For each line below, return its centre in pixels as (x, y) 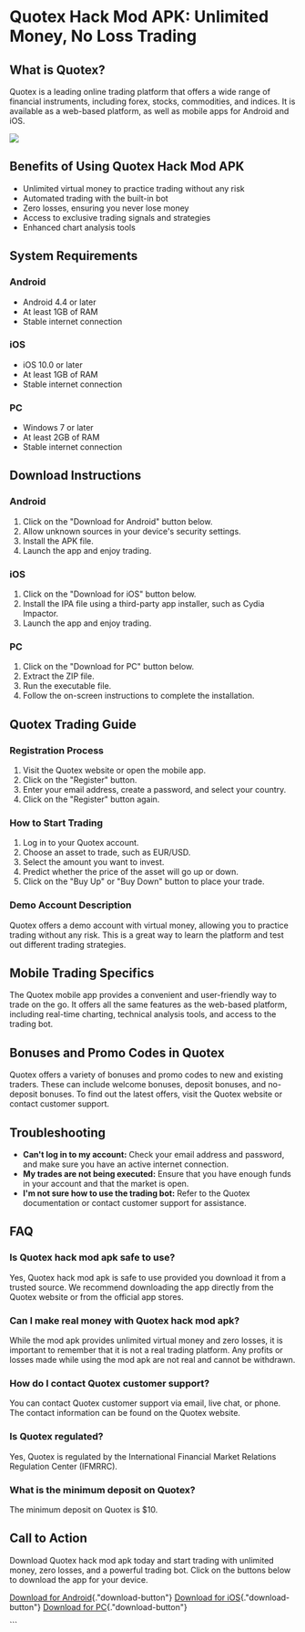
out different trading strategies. (68, 944)
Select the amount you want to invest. (93, 862)
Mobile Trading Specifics (82, 973)
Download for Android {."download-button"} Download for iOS (125, 1597)
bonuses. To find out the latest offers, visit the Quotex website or (161, 1094)
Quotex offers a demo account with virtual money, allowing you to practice (149, 925)
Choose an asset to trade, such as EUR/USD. (107, 852)
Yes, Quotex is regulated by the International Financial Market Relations (143, 1456)
